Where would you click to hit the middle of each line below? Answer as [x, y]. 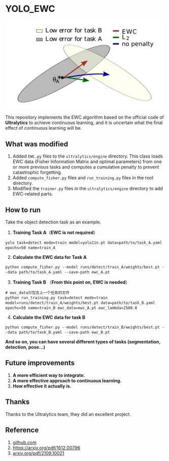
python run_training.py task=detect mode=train [57, 298]
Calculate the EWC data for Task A [50, 257]
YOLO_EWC [30, 9]
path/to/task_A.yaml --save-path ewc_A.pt [64, 272]
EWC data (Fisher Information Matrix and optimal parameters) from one [87, 162]
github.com [25, 442]
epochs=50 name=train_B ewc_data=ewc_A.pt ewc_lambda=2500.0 [71, 308]
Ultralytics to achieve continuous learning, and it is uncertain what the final [84, 123]
